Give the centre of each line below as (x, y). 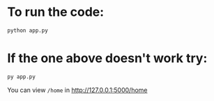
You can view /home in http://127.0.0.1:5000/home (77, 90)
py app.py (22, 77)
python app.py (28, 30)
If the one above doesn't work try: (107, 58)
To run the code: (56, 12)
